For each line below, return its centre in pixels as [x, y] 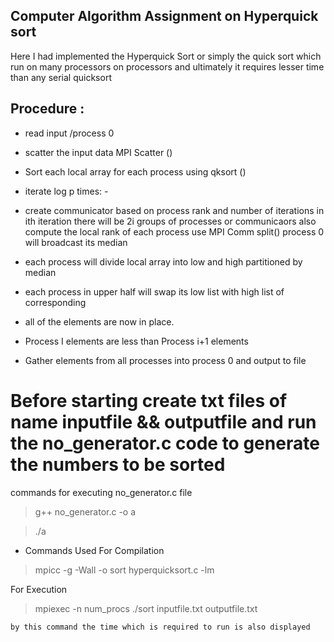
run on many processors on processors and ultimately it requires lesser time [167, 66]
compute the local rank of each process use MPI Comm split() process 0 [174, 231]
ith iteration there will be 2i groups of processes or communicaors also [170, 221]
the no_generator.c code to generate [165, 443]
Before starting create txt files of [149, 400]
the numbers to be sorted [118, 464]
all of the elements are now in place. [99, 321]
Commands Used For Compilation [94, 550]
